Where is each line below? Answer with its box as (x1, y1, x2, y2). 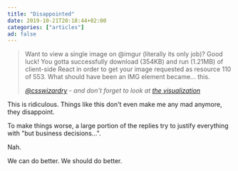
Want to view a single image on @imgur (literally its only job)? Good (24, 50, 223, 58)
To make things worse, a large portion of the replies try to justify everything (7, 122, 229, 130)
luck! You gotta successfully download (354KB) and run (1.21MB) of (24, 58, 224, 66)
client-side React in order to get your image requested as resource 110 (24, 65, 232, 73)
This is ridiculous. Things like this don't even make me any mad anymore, (7, 100, 222, 109)
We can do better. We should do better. (7, 157, 123, 165)
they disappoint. (7, 108, 55, 116)
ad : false (7, 30, 37, 38)
